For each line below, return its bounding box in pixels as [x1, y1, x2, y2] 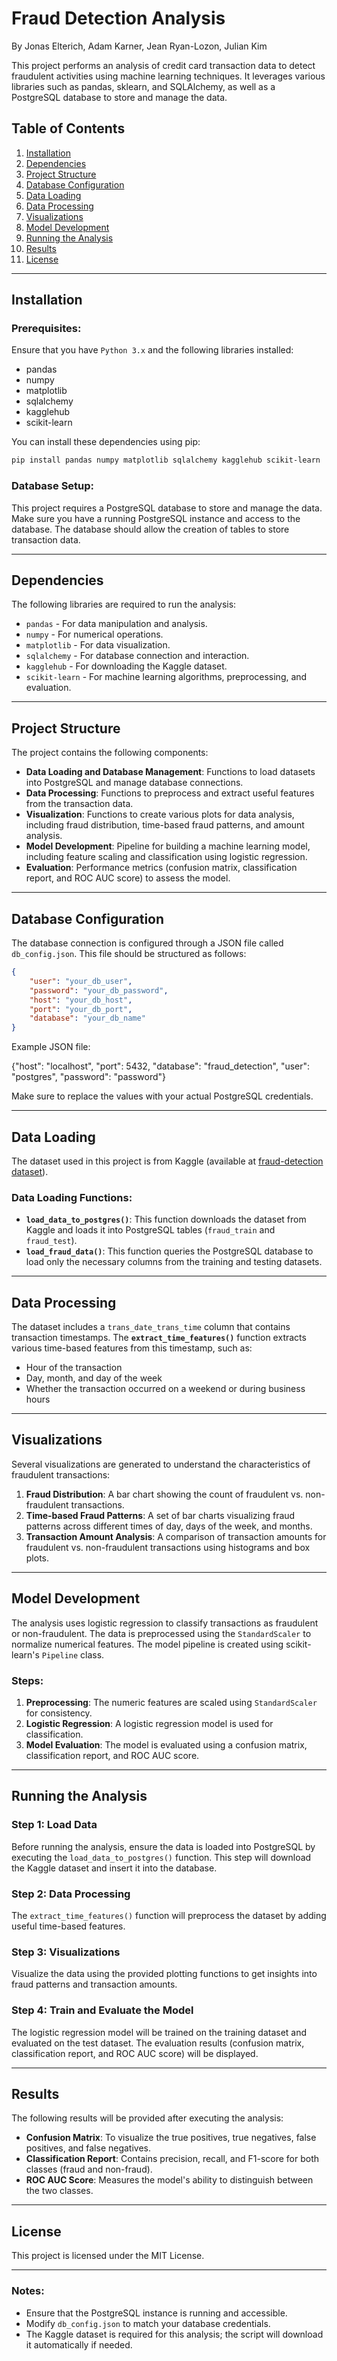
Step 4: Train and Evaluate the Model [11, 2003, 194, 2017]
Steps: [11, 1673, 44, 1687]
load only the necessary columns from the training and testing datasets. [25, 1256, 323, 1268]
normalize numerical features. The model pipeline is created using [11, 1638, 284, 1650]
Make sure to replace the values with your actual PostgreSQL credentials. [11, 1090, 314, 1102]
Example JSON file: [11, 1041, 91, 1053]
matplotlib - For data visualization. [25, 639, 171, 651]
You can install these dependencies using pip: [11, 436, 201, 448]
